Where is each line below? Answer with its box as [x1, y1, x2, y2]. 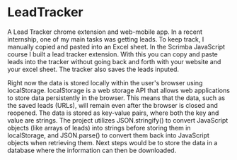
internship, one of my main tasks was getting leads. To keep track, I [7, 35, 204, 43]
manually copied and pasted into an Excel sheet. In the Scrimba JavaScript [7, 42, 225, 51]
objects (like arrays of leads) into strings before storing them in [7, 123, 191, 132]
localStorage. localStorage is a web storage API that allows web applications [7, 86, 230, 94]
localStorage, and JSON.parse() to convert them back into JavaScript [7, 131, 210, 140]
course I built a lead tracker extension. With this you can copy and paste [7, 50, 218, 59]
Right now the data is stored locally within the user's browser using [7, 78, 203, 87]
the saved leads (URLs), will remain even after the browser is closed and [7, 101, 218, 109]
